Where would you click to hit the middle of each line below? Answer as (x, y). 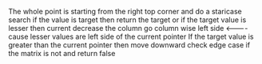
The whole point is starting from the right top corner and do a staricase (125, 11)
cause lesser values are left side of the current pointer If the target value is (131, 36)
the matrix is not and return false (62, 53)
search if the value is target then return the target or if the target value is (127, 20)
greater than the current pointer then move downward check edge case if (129, 45)
